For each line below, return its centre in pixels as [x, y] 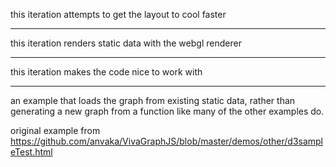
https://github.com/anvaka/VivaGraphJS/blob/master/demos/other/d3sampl [167, 141]
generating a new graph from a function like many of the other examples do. [167, 111]
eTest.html [31, 152]
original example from [55, 130]
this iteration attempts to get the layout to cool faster [118, 14]
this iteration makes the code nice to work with [106, 72]
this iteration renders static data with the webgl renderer [126, 43]
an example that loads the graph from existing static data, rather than [153, 100]
